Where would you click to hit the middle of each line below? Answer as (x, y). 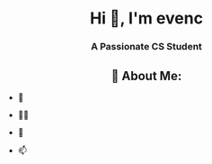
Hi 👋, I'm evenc (146, 18)
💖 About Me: (146, 76)
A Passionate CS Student (146, 47)
